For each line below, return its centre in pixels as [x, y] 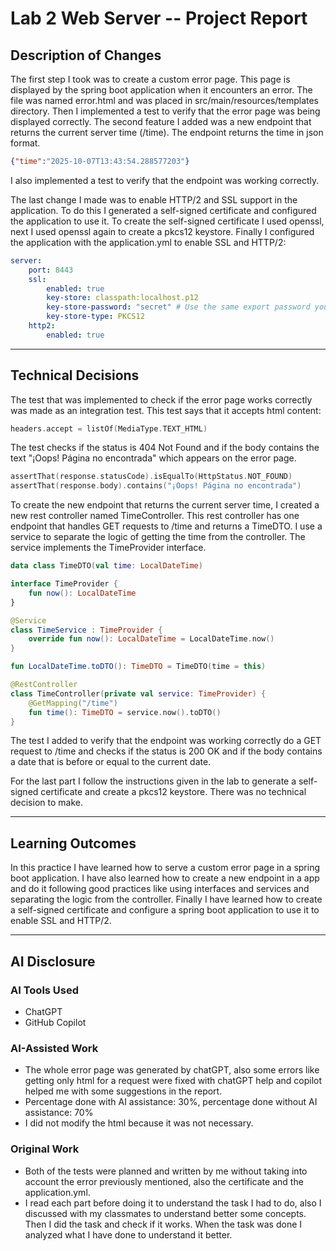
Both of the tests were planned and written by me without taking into [166, 1171]
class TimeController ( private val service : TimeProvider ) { [138, 693]
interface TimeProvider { [64, 584]
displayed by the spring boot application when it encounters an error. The [161, 90]
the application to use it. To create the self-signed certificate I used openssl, [167, 221]
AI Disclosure [53, 961]
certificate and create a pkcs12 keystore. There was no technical [173, 792]
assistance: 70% [59, 1113]
